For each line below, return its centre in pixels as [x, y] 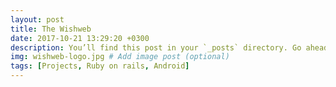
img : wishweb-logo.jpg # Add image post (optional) [120, 57]
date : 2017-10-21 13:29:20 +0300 [80, 38]
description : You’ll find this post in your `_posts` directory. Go [156, 47]
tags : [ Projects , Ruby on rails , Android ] [100, 66]
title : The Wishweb [51, 29]
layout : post [37, 19]
